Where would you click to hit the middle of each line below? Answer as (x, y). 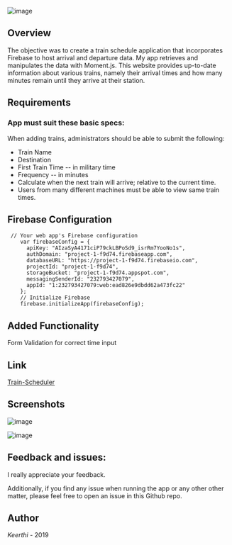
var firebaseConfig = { (55, 242)
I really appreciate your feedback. (56, 474)
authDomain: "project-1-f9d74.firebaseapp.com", (99, 254)
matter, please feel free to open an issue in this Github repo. (95, 495)
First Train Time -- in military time (66, 167)
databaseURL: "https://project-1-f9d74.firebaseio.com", (112, 261)
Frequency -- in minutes (53, 174)
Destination (34, 159)
